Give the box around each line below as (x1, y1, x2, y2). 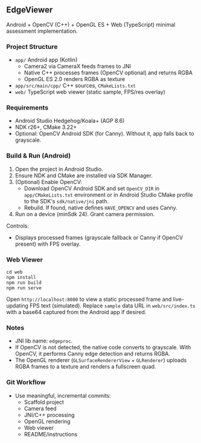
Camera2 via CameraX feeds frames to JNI (24, 63, 132, 70)
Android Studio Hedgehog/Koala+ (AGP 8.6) (14, 117, 125, 125)
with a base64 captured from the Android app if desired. (6, 309, 147, 315)
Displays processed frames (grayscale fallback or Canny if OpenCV (14, 234, 183, 241)
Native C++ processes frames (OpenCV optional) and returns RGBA (24, 69, 193, 76)
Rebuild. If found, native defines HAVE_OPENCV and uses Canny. (24, 204, 177, 211)
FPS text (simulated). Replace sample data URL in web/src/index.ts (30, 302, 196, 309)
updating (6, 302, 29, 309)
